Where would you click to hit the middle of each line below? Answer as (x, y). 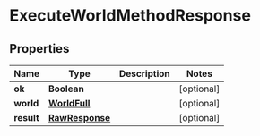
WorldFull (69, 103)
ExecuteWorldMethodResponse (130, 16)
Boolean (66, 89)
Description (145, 74)
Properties (39, 49)
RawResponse (79, 118)
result (27, 118)
